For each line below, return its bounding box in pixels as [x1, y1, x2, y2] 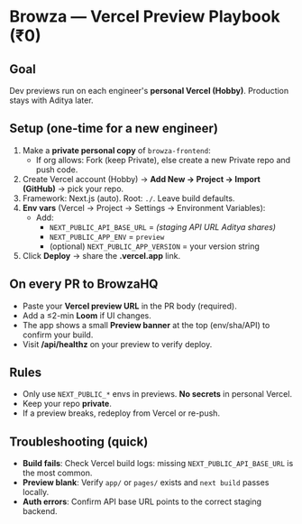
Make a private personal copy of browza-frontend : [22, 144, 211, 155]
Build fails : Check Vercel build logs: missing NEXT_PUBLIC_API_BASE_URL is [22, 458, 294, 469]
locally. [22, 487, 50, 498]
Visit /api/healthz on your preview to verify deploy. [22, 338, 213, 349]
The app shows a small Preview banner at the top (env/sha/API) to [22, 319, 270, 330]
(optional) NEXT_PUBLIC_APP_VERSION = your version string [49, 241, 260, 252]
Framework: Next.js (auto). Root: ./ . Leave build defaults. [22, 192, 235, 204]
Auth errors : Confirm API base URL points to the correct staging [22, 496, 262, 507]
